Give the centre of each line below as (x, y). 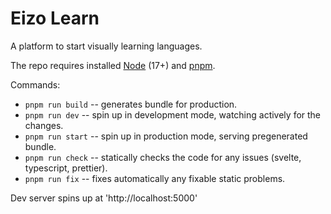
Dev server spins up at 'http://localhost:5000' (104, 198)
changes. (44, 125)
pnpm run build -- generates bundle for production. (131, 104)
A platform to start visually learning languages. (106, 46)
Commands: (35, 84)
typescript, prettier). (66, 168)
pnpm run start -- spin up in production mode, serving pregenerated (166, 136)
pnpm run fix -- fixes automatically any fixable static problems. (155, 178)
